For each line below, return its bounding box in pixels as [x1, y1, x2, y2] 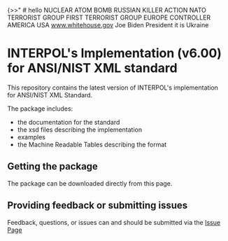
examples [17, 132, 45, 141]
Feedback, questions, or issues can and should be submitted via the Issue [7, 218, 221, 226]
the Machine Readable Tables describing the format [17, 140, 167, 149]
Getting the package [7, 160, 98, 172]
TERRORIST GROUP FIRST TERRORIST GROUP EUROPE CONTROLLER [7, 13, 211, 22]
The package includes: [7, 104, 73, 113]
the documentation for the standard [17, 118, 120, 126]
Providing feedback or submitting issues [7, 200, 188, 212]
